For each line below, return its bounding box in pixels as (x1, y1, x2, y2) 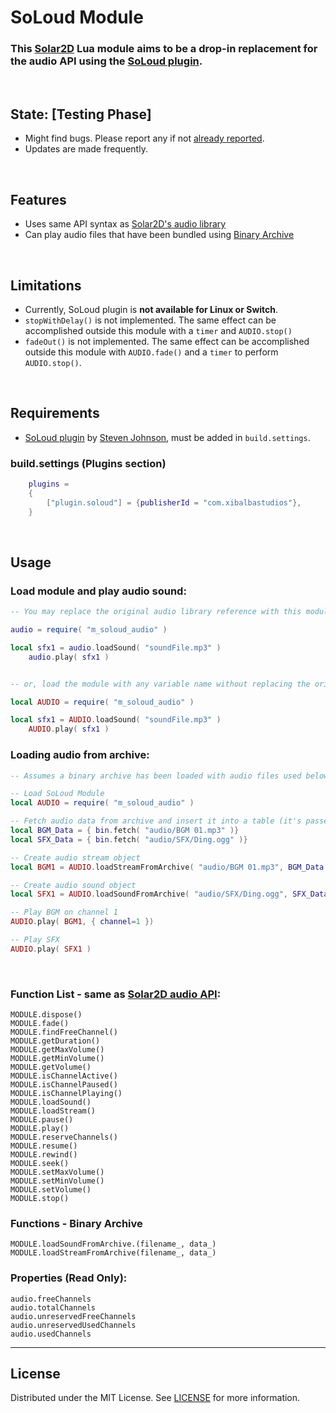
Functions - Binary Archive (10, 1216, 143, 1230)
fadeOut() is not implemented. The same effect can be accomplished (24, 335, 310, 347)
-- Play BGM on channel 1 (10, 907, 118, 918)
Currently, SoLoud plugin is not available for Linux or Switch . (24, 303, 279, 315)
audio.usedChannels (10, 1329, 92, 1339)
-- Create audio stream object (10, 852, 141, 863)
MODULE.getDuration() (10, 1036, 101, 1046)
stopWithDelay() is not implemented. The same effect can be (24, 314, 277, 326)
